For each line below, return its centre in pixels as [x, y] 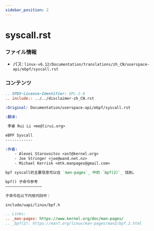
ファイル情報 [21, 52]
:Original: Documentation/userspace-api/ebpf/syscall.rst [68, 108]
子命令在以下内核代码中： [28, 196]
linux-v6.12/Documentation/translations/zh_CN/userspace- [87, 65]
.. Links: [16, 214]
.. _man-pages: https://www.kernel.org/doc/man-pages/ [65, 219]
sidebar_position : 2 [27, 10]
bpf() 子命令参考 [22, 182]
